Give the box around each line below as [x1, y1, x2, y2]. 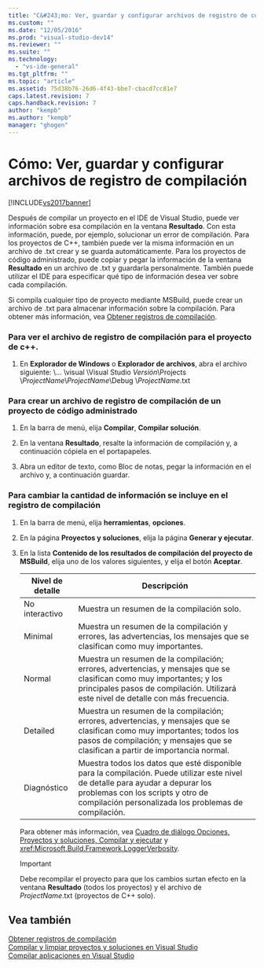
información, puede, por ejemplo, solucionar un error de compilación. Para [8, 230, 250, 239]
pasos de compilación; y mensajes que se [78, 734, 233, 745]
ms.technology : [8, 56, 58, 64]
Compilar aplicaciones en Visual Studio [8, 951, 135, 960]
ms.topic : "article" [8, 77, 76, 85]
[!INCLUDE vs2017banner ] [8, 197, 92, 207]
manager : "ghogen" [8, 121, 68, 129]
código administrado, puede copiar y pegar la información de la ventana [8, 255, 242, 264]
